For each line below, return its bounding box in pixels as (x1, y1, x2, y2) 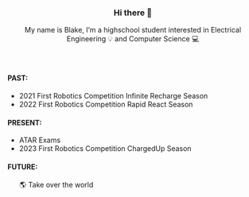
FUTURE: (7, 162, 38, 172)
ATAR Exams (18, 135, 61, 145)
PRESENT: (7, 118, 42, 127)
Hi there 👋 (113, 7, 153, 18)
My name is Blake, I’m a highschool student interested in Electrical (24, 25, 242, 35)
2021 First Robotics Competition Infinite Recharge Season (18, 91, 208, 100)
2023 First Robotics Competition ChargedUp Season (18, 144, 192, 153)
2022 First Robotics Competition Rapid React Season (18, 99, 193, 109)
